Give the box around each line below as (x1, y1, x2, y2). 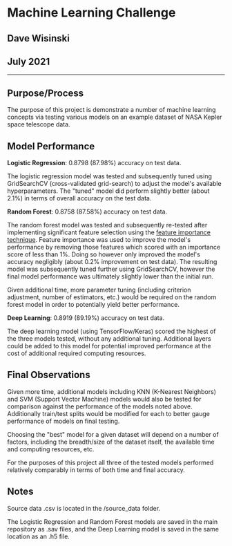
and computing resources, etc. (7, 444, 95, 453)
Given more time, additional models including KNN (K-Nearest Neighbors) (7, 387, 216, 395)
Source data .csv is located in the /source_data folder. (7, 504, 161, 512)
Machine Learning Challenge (7, 5, 176, 21)
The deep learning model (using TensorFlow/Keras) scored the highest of (7, 327, 216, 336)
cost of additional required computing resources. (7, 349, 146, 357)
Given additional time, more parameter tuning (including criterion (7, 285, 191, 294)
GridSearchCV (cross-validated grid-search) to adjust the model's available (7, 180, 222, 188)
